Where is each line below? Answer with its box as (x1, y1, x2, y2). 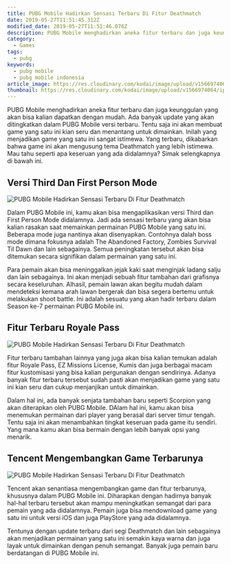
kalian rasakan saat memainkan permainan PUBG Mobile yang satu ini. (7, 223, 207, 231)
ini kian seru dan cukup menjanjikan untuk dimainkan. (7, 382, 159, 391)
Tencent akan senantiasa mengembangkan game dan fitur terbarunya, (7, 484, 206, 492)
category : (7, 36, 36, 43)
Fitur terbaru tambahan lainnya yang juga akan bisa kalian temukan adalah (7, 354, 218, 362)
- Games (13, 42, 36, 49)
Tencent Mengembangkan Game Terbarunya (7, 453, 204, 464)
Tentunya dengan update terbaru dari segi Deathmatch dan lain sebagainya (7, 527, 221, 535)
